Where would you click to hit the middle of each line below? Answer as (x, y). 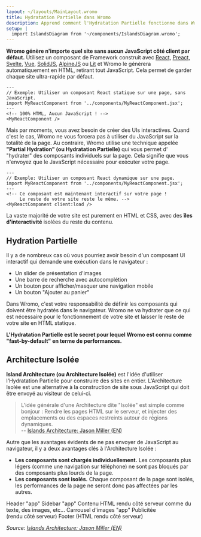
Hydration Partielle (42, 241)
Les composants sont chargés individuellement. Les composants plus (103, 460)
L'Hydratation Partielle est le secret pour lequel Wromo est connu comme (99, 334)
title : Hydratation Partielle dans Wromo (59, 17)
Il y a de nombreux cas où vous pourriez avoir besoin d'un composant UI (96, 255)
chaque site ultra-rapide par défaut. (50, 77)
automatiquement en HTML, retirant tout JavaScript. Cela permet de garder (99, 70)
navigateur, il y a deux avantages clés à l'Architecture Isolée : (81, 448)
